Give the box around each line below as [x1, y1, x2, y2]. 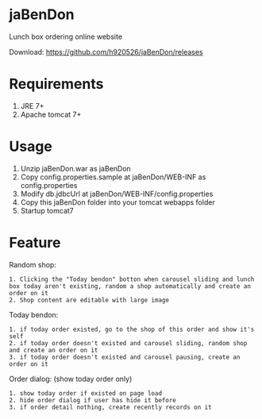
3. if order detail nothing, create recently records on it [9, 403, 213, 411]
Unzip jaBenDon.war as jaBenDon [20, 163, 132, 173]
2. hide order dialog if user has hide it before [9, 396, 177, 404]
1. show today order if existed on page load [9, 389, 162, 398]
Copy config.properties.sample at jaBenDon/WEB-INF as [20, 172, 206, 182]
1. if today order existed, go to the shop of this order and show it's [9, 325, 255, 333]
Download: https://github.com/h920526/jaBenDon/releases [9, 47, 203, 56]
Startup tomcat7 [20, 206, 74, 215]
